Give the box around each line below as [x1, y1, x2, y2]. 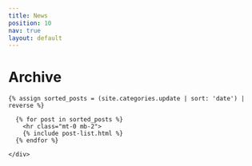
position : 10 [8, 19, 52, 27]
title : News [8, 11, 48, 20]
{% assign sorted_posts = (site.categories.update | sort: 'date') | [8, 95, 246, 103]
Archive [8, 69, 62, 86]
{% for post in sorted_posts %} [15, 116, 124, 124]
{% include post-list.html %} [22, 129, 124, 138]
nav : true [8, 26, 42, 34]
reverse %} [8, 101, 45, 110]
